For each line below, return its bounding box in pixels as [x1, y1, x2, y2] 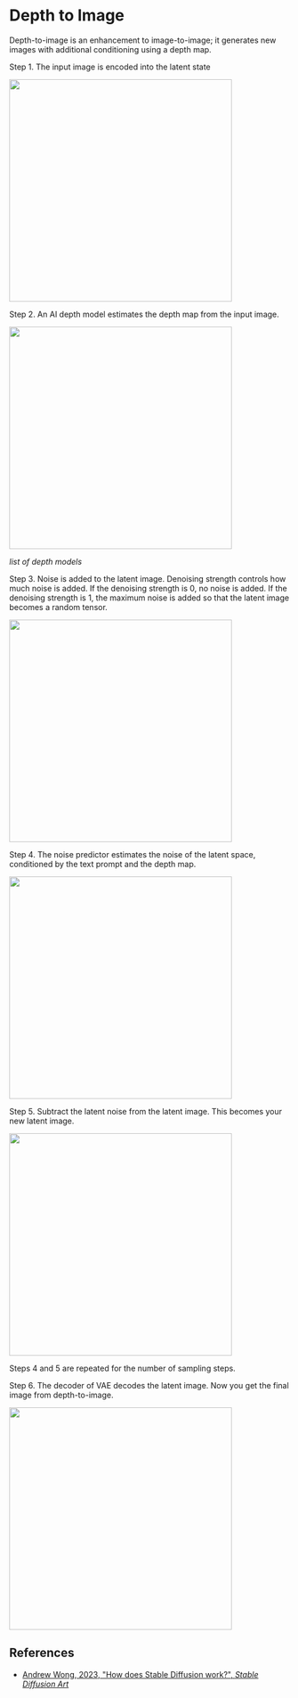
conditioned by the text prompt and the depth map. [9, 858, 197, 869]
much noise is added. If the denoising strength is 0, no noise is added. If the [9, 583, 287, 593]
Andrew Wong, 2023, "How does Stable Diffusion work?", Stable [21, 1669, 259, 1679]
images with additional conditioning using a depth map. [9, 44, 212, 54]
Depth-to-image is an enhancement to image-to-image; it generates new [9, 35, 277, 45]
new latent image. [9, 1115, 75, 1126]
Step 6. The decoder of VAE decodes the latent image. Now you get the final [9, 1380, 289, 1390]
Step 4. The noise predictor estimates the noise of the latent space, [9, 849, 256, 859]
